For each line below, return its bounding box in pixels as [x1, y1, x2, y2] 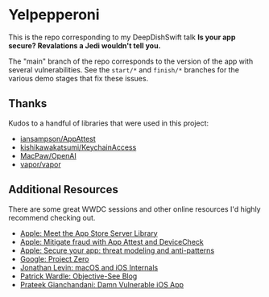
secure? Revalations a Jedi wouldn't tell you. [8, 40, 161, 50]
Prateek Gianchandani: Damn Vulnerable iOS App [19, 279, 184, 289]
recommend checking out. [8, 212, 96, 222]
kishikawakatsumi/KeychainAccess [19, 142, 137, 152]
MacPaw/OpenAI [19, 151, 77, 160]
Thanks [8, 97, 48, 110]
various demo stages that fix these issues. [8, 73, 149, 83]
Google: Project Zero [19, 254, 89, 263]
